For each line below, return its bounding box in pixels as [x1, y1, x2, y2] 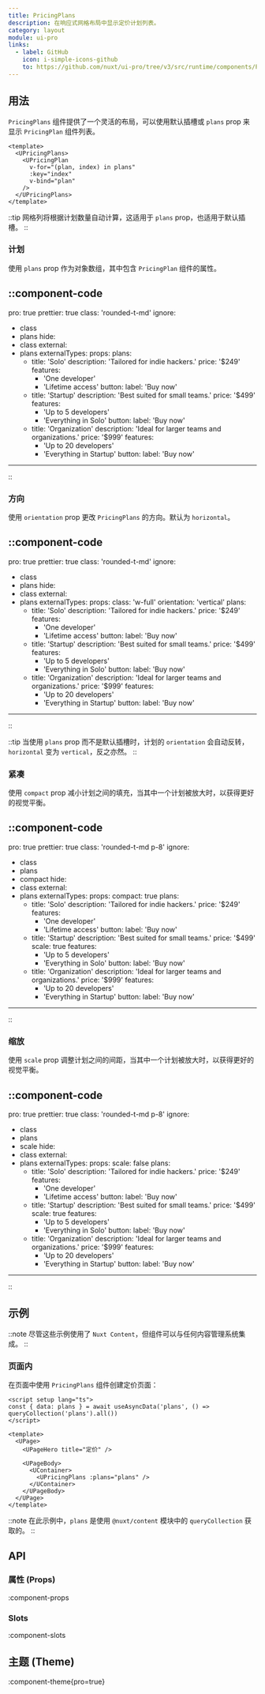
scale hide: [19, 1142, 56, 1150]
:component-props [8, 1593, 69, 1602]
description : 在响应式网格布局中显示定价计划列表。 [8, 19, 160, 27]
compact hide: [19, 874, 67, 883]
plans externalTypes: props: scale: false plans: [19, 1158, 171, 1168]
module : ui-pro [8, 33, 58, 42]
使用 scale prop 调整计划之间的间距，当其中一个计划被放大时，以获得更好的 [8, 1056, 255, 1065]
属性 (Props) [8, 1574, 56, 1585]
